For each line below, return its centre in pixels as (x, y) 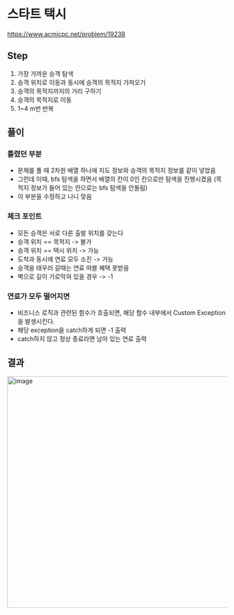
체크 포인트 (25, 217)
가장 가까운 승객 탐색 (45, 73)
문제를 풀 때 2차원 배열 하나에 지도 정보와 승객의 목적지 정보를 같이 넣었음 (116, 171)
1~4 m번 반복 (36, 108)
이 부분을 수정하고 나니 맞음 (55, 196)
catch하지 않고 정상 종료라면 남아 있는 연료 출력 (82, 339)
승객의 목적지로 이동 (44, 100)
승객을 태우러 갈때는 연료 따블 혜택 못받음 (73, 267)
